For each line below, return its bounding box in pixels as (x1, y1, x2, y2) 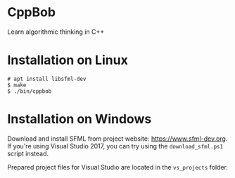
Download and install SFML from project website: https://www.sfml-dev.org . (7, 134, 228, 143)
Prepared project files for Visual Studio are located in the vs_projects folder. (7, 163, 229, 171)
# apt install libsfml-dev (7, 75, 87, 82)
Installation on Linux (7, 52, 128, 68)
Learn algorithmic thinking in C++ (7, 27, 104, 36)
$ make (7, 82, 27, 89)
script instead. (7, 149, 49, 158)
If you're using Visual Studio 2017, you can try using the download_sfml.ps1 (7, 141, 224, 150)
